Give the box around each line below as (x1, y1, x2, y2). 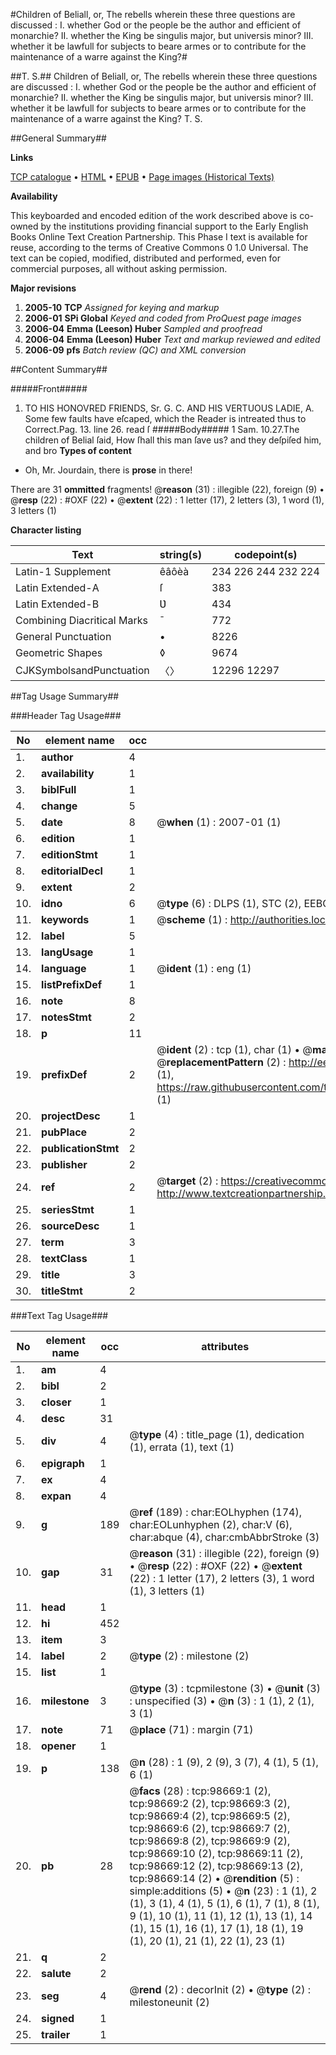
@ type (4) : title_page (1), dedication (129, 1428, 305, 1441)
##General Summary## (10, 132, 107, 144)
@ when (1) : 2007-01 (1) (156, 815, 282, 829)
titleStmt (41, 1284, 83, 1298)
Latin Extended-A (15, 581, 100, 594)
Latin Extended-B (15, 597, 100, 611)
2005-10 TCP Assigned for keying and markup (24, 302, 220, 313)
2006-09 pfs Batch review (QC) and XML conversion (24, 344, 247, 356)
